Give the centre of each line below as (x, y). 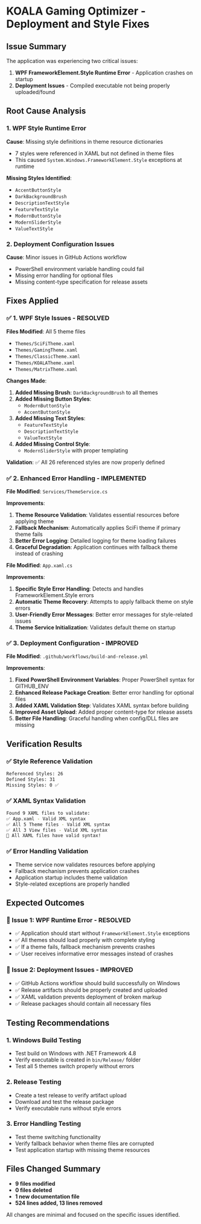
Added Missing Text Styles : (50, 418)
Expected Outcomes (45, 902)
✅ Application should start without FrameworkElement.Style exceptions (102, 933)
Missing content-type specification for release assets (81, 282)
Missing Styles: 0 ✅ (33, 785)
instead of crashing (39, 553)
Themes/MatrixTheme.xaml (46, 369)
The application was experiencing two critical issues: (72, 61)
